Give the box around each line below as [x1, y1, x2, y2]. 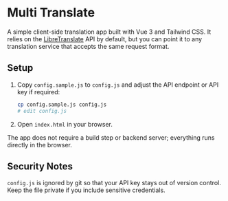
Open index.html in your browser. [16, 120, 113, 128]
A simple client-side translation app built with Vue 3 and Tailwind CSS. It [7, 28, 212, 36]
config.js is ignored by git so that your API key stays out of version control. [7, 179, 221, 187]
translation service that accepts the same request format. [7, 42, 170, 50]
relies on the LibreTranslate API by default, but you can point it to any [7, 34, 203, 43]
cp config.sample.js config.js [16, 101, 107, 108]
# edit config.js [16, 107, 67, 114]
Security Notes [7, 160, 73, 172]
